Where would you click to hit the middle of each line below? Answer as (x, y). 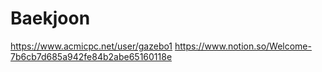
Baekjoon (50, 18)
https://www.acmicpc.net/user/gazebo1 (91, 46)
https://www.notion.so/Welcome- (243, 46)
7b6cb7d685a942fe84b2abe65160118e (91, 56)
